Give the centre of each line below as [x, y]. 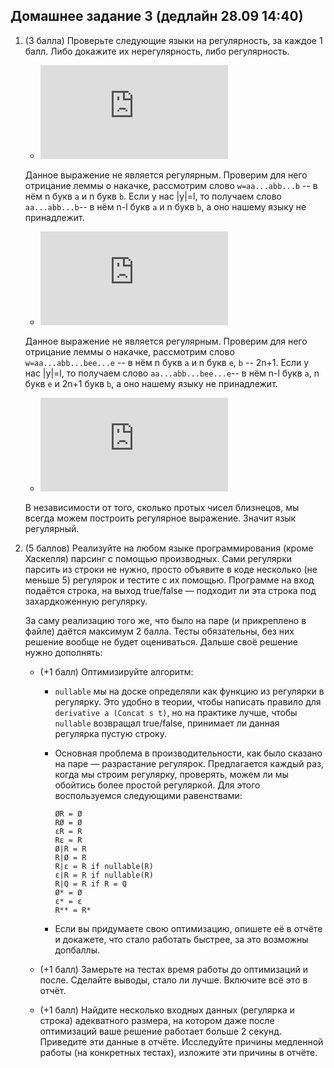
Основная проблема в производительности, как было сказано [188, 753]
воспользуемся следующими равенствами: [148, 795]
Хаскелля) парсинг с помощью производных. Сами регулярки [158, 558]
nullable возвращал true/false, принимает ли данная [167, 723]
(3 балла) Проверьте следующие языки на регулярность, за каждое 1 [173, 40]
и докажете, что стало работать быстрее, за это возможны [181, 939]
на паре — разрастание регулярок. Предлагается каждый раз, [189, 763]
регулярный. [52, 528]
